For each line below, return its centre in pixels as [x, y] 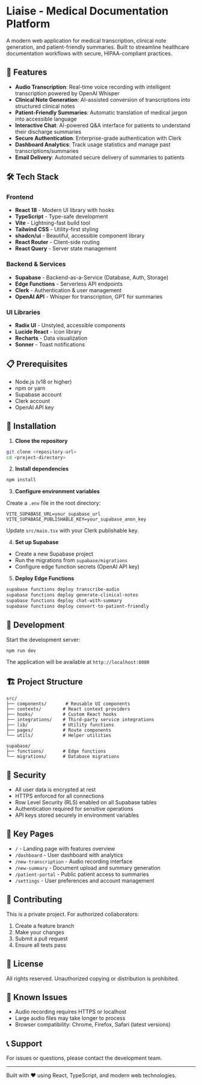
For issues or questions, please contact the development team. [84, 1058]
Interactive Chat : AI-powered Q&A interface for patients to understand [103, 125]
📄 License [25, 964]
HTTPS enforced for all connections [59, 796]
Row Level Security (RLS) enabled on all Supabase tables [86, 802]
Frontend [20, 197]
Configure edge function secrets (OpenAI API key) [77, 567]
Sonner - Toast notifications [50, 345]
